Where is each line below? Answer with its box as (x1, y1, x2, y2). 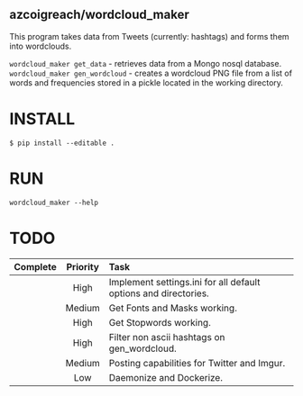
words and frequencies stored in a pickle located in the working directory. (9, 76, 284, 88)
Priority (66, 260, 99, 273)
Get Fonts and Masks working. (108, 301, 237, 314)
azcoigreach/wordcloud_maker (9, 7, 189, 22)
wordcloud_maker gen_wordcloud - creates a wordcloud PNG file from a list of (9, 67, 293, 78)
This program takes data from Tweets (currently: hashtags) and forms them (9, 31, 290, 41)
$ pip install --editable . (9, 139, 115, 148)
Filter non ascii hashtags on (108, 330, 225, 343)
